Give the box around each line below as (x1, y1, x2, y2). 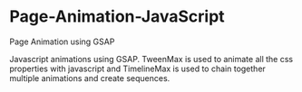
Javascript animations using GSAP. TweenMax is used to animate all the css (9, 53, 293, 64)
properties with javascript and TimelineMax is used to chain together (9, 63, 266, 74)
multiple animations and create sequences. (9, 72, 170, 83)
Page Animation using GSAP (9, 36, 115, 47)
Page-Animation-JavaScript (9, 6, 225, 27)
